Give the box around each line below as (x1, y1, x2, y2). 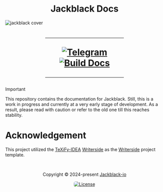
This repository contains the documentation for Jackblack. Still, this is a (5, 96, 153, 102)
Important (5, 86, 26, 92)
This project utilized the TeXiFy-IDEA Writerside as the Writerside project (5, 147, 156, 153)
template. (5, 152, 25, 158)
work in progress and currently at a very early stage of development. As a (5, 102, 158, 108)
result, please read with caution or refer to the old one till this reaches (5, 107, 149, 113)
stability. (5, 112, 23, 118)
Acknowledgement (5, 130, 87, 141)
